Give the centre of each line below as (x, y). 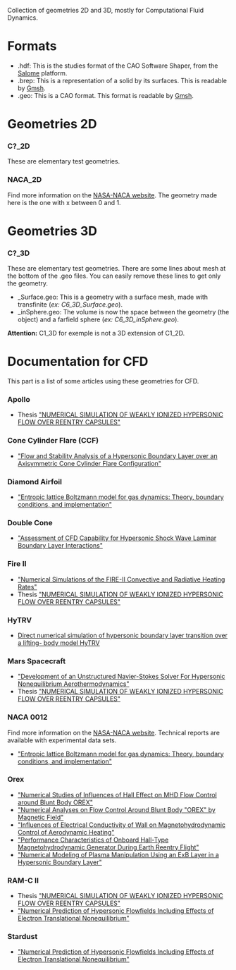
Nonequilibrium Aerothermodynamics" (73, 684)
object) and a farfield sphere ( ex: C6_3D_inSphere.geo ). (98, 319)
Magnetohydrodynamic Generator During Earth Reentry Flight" (108, 847)
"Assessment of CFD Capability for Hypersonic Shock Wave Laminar (117, 538)
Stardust (23, 937)
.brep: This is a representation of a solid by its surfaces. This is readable (122, 80)
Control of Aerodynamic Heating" (66, 832)
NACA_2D (25, 180)
